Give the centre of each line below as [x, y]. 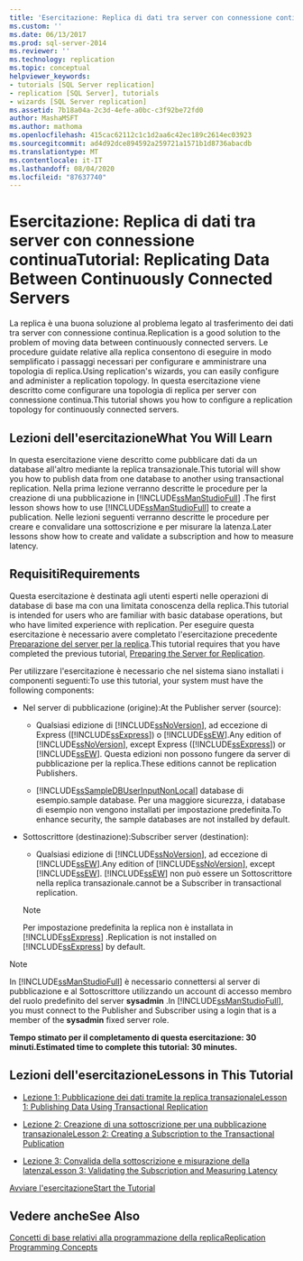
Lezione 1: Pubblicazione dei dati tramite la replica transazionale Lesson [155, 1097]
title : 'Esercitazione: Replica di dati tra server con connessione [141, 18]
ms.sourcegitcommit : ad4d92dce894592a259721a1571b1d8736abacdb [131, 143]
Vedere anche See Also [75, 1216]
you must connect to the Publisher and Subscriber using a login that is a [143, 1010]
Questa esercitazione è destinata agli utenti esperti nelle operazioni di [139, 595]
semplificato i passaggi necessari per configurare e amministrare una [138, 362]
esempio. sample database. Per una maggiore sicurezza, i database [161, 800]
